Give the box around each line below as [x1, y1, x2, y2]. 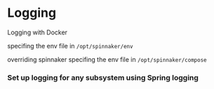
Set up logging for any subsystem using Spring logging [7, 72, 199, 82]
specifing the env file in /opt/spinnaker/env [7, 41, 133, 50]
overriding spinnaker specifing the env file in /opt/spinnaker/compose [7, 55, 207, 64]
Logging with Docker [7, 28, 68, 36]
